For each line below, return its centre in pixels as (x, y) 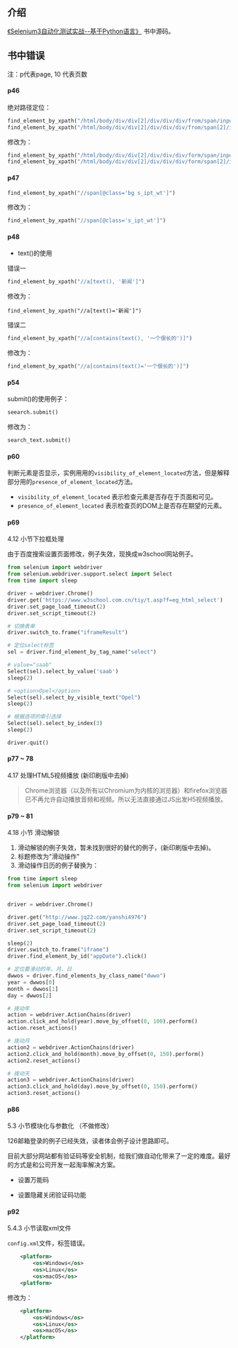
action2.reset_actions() (44, 1061)
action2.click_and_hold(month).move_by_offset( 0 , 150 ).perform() (106, 1054)
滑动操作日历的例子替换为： (58, 865)
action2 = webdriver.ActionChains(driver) (71, 1047)
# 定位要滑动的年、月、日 (40, 970)
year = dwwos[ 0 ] (31, 982)
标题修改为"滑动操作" (49, 857)
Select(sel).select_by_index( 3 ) (55, 724)
